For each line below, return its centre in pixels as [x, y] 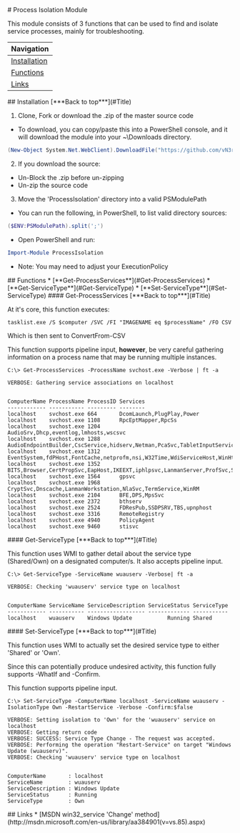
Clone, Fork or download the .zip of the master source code [106, 115]
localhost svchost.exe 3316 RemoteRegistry [86, 514]
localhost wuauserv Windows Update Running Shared [110, 618]
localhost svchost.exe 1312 [54, 452]
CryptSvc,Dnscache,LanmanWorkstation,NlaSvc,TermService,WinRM [104, 489]
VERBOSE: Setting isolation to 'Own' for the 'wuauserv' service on [111, 719]
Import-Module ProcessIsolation [55, 253]
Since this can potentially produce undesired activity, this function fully [112, 667]
